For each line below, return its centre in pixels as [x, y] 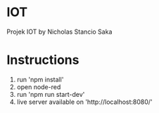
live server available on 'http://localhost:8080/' [84, 102]
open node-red [39, 87]
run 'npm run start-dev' [51, 94]
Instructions [43, 60]
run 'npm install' [40, 79]
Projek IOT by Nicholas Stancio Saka [59, 32]
